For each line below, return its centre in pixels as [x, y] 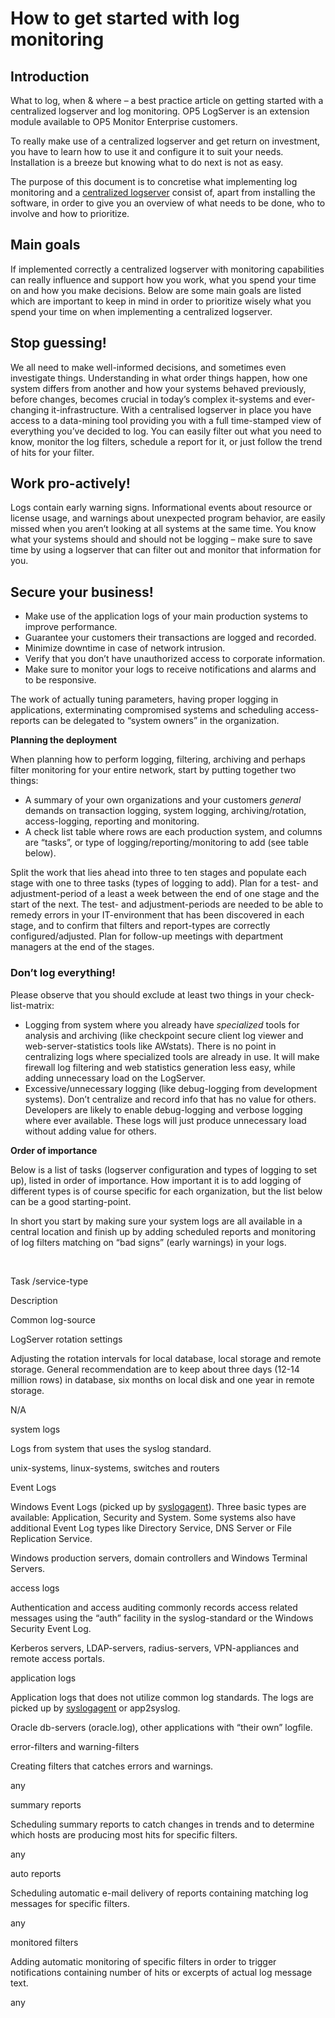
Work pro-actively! [70, 483]
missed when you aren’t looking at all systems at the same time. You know [163, 529]
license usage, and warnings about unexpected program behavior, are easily [168, 518]
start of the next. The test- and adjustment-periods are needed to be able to [167, 904]
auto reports [36, 1873]
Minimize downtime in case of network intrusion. [125, 648]
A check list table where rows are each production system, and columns [173, 832]
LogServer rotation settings [66, 1339]
